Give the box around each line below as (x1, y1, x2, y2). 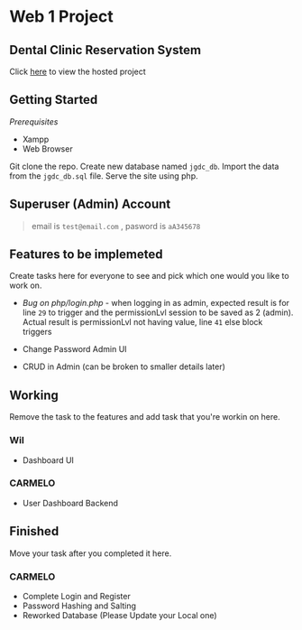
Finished (9, 523, 59, 539)
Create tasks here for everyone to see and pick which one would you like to (9, 271, 290, 282)
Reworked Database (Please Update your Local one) (22, 609, 218, 620)
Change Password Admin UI (22, 344, 128, 355)
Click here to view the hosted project (9, 66, 146, 77)
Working (9, 387, 59, 403)
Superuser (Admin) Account (9, 197, 171, 212)
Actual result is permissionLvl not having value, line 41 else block (22, 317, 263, 328)
